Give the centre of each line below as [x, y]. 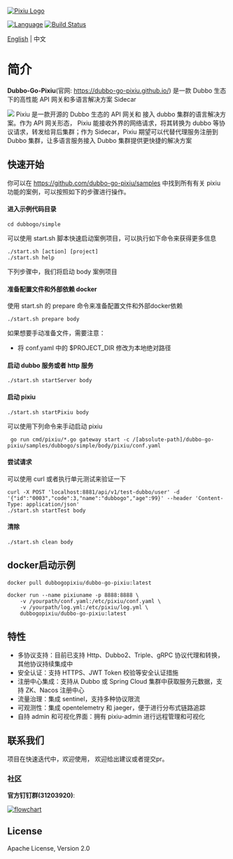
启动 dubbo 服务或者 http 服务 [50, 365]
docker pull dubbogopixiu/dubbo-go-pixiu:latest [79, 583]
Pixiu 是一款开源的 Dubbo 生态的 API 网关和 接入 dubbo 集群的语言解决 [118, 114]
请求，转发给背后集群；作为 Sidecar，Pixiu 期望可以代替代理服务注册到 [115, 131]
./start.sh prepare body [43, 319]
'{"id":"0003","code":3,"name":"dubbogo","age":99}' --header [100, 498]
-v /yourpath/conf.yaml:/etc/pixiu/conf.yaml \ [90, 601]
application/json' [52, 504]
